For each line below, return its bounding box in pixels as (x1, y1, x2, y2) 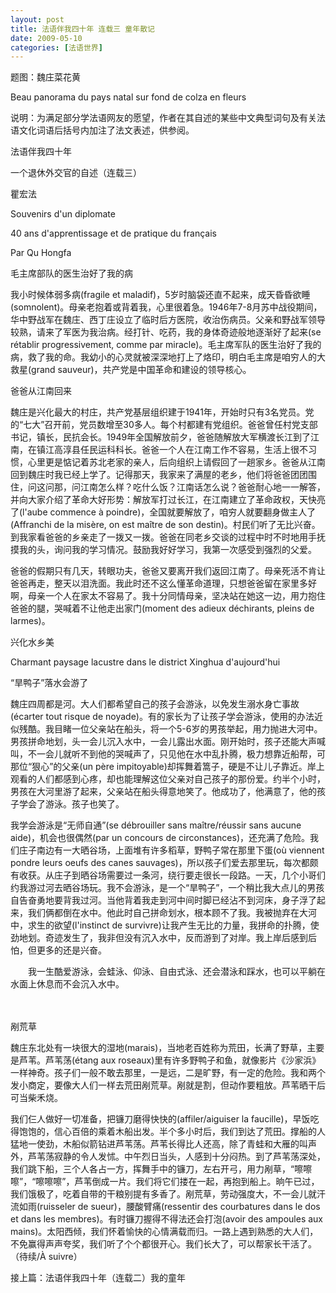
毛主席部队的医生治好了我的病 (10, 267, 133, 280)
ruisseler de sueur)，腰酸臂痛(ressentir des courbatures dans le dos (39, 1201, 321, 1213)
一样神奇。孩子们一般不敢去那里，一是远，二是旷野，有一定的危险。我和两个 (10, 1067, 326, 1079)
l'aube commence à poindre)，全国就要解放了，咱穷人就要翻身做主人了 (22, 506, 317, 518)
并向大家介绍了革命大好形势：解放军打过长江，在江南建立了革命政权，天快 (10, 494, 317, 506)
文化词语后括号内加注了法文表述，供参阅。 (18, 124, 195, 136)
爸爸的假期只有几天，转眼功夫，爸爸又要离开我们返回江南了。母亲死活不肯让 (10, 565, 326, 577)
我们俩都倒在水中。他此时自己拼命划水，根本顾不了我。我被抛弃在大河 (27, 907, 317, 919)
